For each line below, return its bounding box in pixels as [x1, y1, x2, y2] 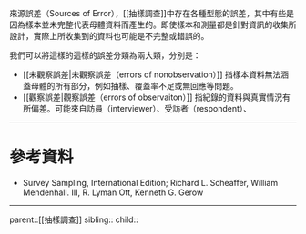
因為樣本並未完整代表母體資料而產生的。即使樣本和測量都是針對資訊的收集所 [9, 19, 297, 30]
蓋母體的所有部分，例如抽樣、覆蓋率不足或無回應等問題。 [22, 81, 239, 91]
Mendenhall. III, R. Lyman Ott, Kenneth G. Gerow [22, 187, 204, 198]
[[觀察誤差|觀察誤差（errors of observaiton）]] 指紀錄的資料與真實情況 [22, 92, 283, 102]
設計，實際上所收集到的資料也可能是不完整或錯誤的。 [9, 31, 209, 41]
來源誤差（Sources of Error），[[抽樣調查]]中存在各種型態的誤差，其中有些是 [9, 8, 294, 18]
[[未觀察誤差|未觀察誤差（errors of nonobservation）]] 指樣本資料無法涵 [22, 69, 290, 80]
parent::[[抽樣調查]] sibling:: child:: [9, 214, 138, 225]
